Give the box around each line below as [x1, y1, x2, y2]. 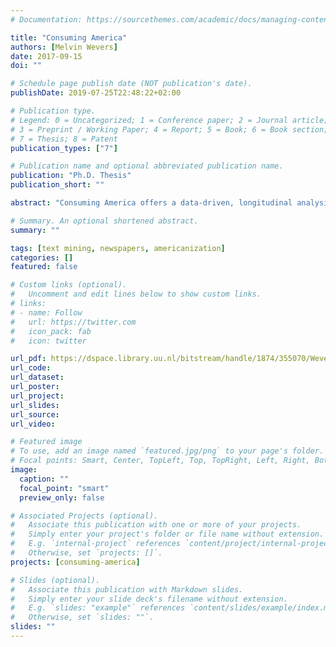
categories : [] [10, 252, 74, 263]
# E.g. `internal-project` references [10, 539, 182, 549]
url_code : [10, 363, 52, 373]
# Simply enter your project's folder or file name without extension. [10, 529, 325, 540]
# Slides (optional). [10, 575, 101, 585]
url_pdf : [10, 354, 47, 364]
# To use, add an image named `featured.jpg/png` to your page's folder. [10, 446, 325, 456]
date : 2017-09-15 [10, 51, 83, 61]
